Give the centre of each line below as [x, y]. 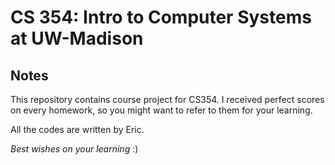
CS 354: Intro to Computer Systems [161, 17]
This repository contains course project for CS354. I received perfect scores [167, 99]
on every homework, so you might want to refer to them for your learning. [161, 110]
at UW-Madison [77, 38]
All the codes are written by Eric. [77, 129]
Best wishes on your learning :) [74, 149]
